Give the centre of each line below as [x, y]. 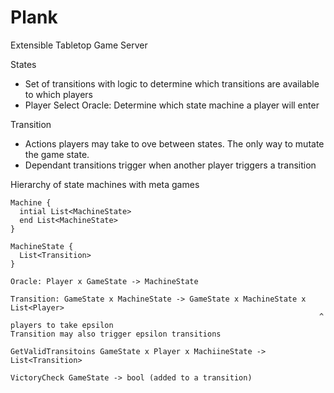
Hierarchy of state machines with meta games [105, 184]
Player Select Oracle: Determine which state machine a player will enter [172, 105]
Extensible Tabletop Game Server [79, 45]
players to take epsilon [62, 325]
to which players [58, 94]
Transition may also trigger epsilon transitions [116, 334]
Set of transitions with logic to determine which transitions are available [172, 83]
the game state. [57, 154]
